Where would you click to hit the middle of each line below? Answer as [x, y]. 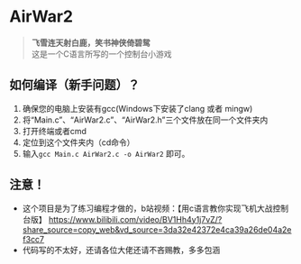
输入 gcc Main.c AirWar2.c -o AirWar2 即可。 [106, 153]
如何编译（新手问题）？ [74, 85]
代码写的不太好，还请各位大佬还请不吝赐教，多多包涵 [121, 250]
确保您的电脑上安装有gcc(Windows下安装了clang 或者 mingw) [137, 108]
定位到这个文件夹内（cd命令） [78, 142]
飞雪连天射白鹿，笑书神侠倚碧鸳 [91, 42]
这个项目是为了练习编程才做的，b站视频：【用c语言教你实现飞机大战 [147, 208]
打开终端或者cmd [55, 131]
